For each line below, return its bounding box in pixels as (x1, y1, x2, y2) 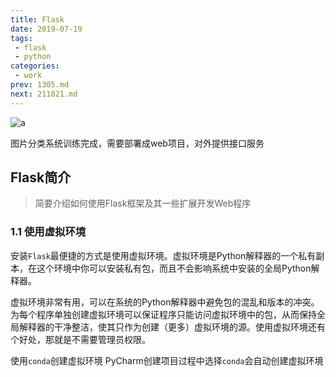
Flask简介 (10, 169, 72, 186)
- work (14, 71, 43, 81)
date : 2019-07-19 (10, 24, 83, 34)
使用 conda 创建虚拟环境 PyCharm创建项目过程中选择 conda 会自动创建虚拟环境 (10, 354, 324, 366)
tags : (10, 33, 33, 43)
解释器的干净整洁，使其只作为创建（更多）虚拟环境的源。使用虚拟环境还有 (18, 321, 326, 333)
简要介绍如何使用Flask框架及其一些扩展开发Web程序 (34, 197, 252, 210)
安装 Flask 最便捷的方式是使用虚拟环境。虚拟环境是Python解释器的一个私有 (10, 249, 317, 261)
